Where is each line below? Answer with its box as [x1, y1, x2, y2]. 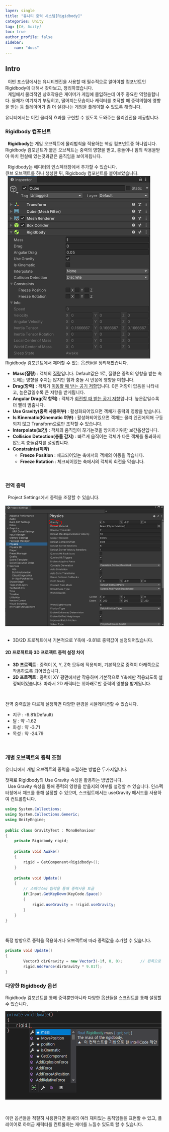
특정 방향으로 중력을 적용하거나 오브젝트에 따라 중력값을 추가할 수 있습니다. [5, 937, 152, 943]
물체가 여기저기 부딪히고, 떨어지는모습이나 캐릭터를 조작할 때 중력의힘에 [12, 97, 152, 103]
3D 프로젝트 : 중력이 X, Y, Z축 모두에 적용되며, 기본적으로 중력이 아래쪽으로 [12, 662, 159, 668]
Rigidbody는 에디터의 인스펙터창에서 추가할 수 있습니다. [7, 164, 117, 170]
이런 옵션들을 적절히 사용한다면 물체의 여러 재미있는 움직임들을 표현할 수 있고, [5, 1115, 157, 1121]
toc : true [5, 29, 26, 35]
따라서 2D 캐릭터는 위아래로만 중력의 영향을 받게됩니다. [43, 680, 152, 686]
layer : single [5, 8, 35, 13]
